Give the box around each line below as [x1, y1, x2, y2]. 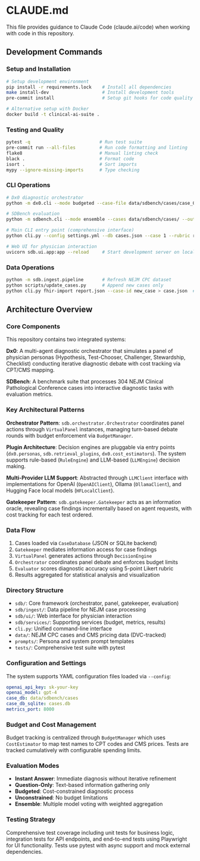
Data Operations [6, 263, 55, 272]
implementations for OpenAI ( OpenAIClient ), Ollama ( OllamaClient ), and [6, 480, 182, 487]
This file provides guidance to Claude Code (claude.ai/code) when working [6, 23, 190, 30]
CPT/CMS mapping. [6, 367, 55, 374]
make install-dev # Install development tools [6, 90, 174, 96]
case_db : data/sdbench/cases [6, 695, 79, 702]
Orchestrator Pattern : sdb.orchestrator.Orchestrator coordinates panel [6, 419, 185, 426]
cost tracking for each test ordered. [6, 511, 93, 518]
